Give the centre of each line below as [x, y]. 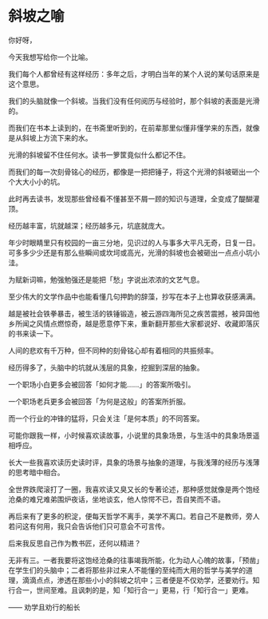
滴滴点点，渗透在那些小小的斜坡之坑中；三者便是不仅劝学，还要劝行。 [137, 580]
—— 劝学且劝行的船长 [44, 607]
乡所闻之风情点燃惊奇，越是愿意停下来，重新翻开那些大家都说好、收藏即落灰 [134, 323]
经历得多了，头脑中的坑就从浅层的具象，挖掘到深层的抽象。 [106, 367]
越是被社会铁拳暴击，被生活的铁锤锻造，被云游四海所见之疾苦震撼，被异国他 [134, 313]
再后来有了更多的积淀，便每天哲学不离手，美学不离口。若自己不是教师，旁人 [134, 516]
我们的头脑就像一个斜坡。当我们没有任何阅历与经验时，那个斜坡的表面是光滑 [134, 101]
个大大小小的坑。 [36, 181]
